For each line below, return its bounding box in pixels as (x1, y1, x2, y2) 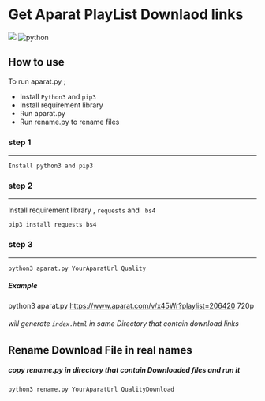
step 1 (8, 137, 32, 148)
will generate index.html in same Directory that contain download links (8, 319, 239, 328)
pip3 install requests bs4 (8, 221, 97, 229)
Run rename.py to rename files (19, 117, 120, 126)
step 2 (8, 180, 33, 191)
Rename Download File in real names (8, 343, 193, 357)
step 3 (8, 239, 33, 250)
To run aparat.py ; (8, 77, 66, 86)
